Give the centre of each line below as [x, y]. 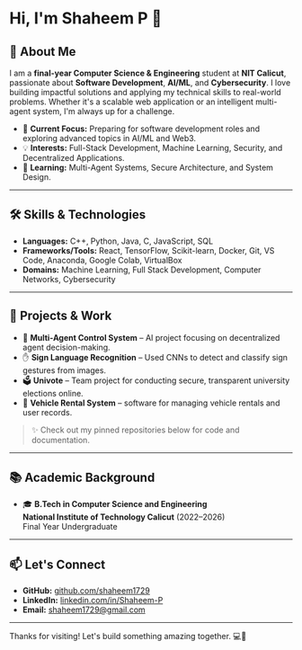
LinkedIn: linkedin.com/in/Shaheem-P [93, 601]
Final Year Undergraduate [70, 527]
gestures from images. [64, 370]
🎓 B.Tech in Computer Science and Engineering [115, 504]
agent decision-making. [66, 347]
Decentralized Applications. [73, 158]
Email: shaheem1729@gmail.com [84, 610]
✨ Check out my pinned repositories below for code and [135, 430]
